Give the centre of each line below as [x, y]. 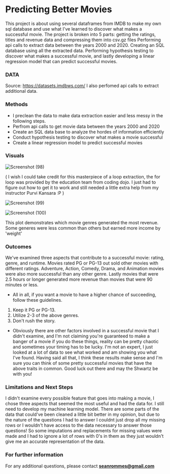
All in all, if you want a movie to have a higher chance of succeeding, [84, 295]
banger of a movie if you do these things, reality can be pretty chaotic [86, 341]
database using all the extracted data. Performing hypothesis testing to [79, 50]
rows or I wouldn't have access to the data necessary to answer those [79, 425]
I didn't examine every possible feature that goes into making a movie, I [80, 398]
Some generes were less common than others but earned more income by [83, 228]
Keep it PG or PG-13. [34, 310]
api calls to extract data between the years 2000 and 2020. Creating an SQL [85, 45]
